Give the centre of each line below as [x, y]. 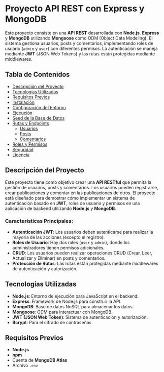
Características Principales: [39, 221]
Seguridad [23, 149]
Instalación [23, 102]
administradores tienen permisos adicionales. [58, 248]
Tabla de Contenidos [37, 75]
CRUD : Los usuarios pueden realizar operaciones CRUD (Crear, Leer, [82, 253]
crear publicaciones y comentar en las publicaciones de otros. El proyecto [80, 193]
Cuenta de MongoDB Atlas [40, 360]
